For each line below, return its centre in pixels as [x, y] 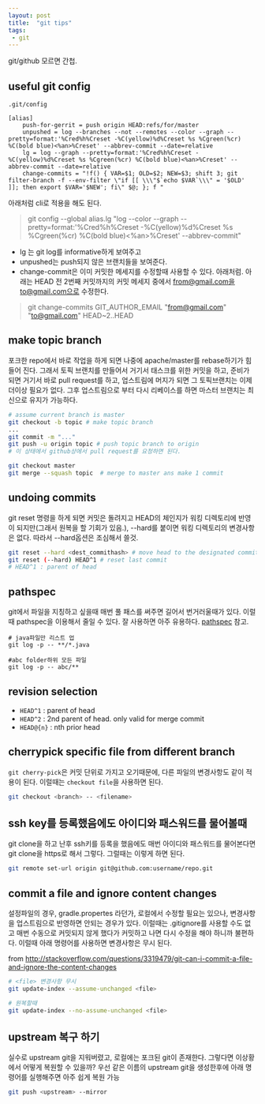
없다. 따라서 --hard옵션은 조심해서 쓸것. [77, 537]
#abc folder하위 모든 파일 [47, 660]
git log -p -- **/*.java [49, 645]
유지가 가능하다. [53, 400]
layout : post [30, 15]
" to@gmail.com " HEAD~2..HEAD [80, 316]
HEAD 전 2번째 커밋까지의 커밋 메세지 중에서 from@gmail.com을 [134, 282]
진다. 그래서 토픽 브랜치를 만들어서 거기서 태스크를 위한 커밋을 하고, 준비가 [136, 370]
